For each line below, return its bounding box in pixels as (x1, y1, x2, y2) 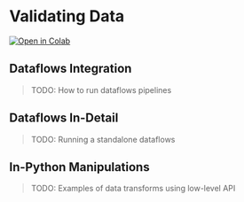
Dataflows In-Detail (9, 111, 119, 126)
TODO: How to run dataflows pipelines (30, 84, 172, 95)
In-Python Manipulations (9, 159, 150, 175)
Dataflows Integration (9, 61, 132, 76)
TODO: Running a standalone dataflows (30, 134, 176, 144)
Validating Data (9, 6, 125, 27)
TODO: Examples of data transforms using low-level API (30, 183, 236, 194)
